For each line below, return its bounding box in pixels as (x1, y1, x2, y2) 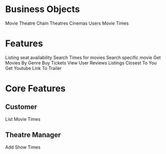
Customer (5, 103, 37, 111)
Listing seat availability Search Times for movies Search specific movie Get (5, 54, 161, 60)
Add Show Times (5, 144, 41, 150)
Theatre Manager (5, 131, 61, 139)
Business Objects (5, 4, 80, 15)
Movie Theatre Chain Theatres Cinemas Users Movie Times (5, 20, 129, 26)
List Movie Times (5, 116, 41, 122)
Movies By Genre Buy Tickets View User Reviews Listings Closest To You (5, 59, 157, 66)
